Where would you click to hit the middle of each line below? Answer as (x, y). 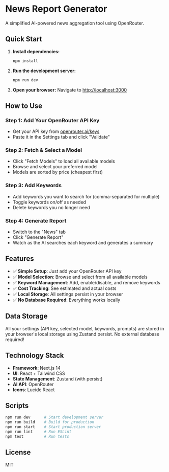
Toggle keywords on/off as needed (49, 202)
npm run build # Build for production (50, 422)
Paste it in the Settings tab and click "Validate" (61, 137)
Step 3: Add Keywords (34, 186)
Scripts (17, 405)
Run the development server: (44, 71)
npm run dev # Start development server (54, 417)
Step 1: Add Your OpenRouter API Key (52, 120)
